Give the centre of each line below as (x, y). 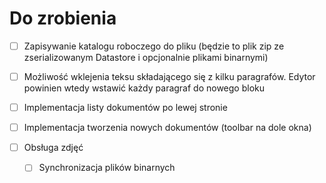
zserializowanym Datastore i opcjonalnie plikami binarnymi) (146, 57)
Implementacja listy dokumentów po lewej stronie (125, 108)
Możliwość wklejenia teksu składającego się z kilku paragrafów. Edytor (169, 76)
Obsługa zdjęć (53, 148)
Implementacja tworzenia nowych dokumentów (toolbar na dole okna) (167, 128)
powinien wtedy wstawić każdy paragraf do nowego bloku (144, 88)
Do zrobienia (63, 18)
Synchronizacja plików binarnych (107, 168)
